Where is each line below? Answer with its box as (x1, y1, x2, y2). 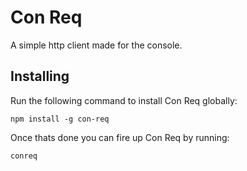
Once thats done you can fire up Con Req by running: (10, 131, 230, 143)
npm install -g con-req (10, 114, 110, 124)
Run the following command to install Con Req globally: (10, 94, 238, 106)
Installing (10, 68, 70, 85)
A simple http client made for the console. (10, 39, 183, 51)
